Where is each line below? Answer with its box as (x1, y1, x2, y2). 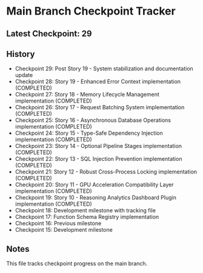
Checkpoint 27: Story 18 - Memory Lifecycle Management (15, 91, 159, 98)
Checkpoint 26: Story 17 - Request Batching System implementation (15, 104, 185, 111)
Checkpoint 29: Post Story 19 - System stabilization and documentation (15, 65, 194, 72)
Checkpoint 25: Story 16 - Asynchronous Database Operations (15, 116, 171, 124)
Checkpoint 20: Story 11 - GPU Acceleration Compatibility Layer (15, 181, 174, 189)
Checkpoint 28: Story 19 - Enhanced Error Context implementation (15, 78, 181, 86)
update (15, 72, 33, 79)
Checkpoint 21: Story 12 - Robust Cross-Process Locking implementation (15, 168, 198, 175)
